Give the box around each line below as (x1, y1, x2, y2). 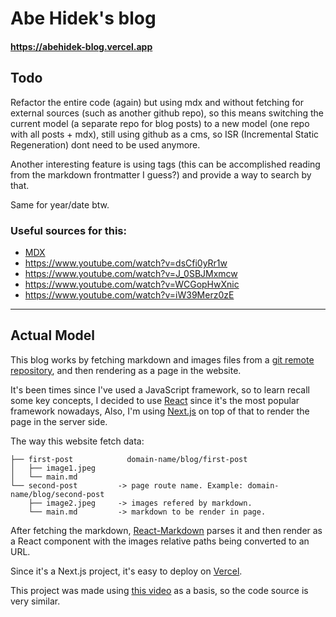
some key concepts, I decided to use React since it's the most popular (10, 394, 300, 406)
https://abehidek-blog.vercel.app (10, 40, 153, 52)
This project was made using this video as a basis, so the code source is (10, 584, 309, 596)
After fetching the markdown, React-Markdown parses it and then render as (10, 524, 323, 536)
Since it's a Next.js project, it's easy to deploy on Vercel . (10, 565, 243, 577)
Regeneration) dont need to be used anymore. (10, 138, 201, 151)
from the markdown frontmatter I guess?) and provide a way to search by (10, 168, 312, 181)
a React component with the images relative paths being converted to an (10, 535, 310, 547)
